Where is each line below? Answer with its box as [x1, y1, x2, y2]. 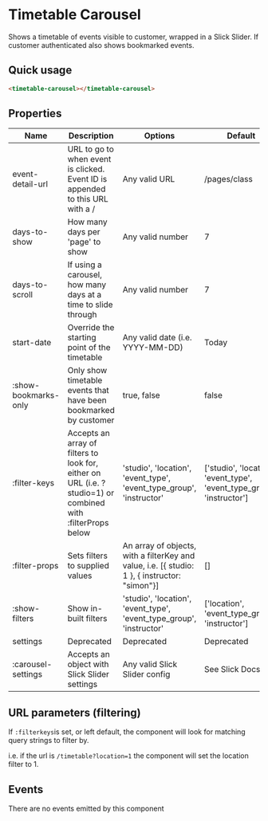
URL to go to [67, 143, 114, 155]
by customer [67, 414, 115, 426]
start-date [12, 337, 52, 348]
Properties [8, 107, 62, 120]
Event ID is [67, 174, 108, 185]
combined [67, 497, 105, 509]
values [67, 570, 93, 581]
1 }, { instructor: [122, 570, 181, 581]
